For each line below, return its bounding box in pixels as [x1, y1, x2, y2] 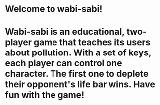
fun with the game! [5, 89, 85, 101]
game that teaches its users [34, 37, 151, 48]
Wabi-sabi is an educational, [5, 26, 125, 38]
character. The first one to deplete [5, 68, 149, 80]
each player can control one [5, 58, 122, 69]
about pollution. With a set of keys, [5, 47, 152, 58]
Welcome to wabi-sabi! [5, 3, 103, 15]
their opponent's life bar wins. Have [5, 79, 155, 90]
